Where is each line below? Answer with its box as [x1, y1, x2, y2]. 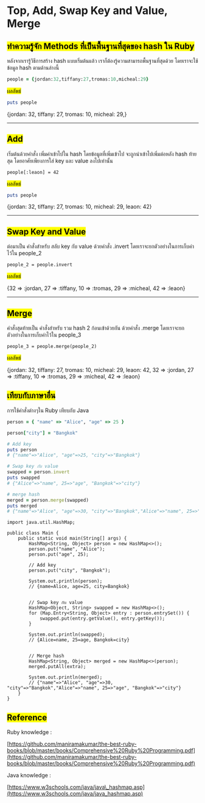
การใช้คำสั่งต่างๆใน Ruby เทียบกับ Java [7, 407, 89, 414]
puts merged [7, 503, 37, 509]
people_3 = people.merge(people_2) [7, 343, 97, 350]
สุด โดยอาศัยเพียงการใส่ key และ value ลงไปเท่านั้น [7, 157, 113, 164]
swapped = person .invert [7, 469, 70, 475]
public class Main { [7, 530, 60, 536]
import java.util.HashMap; [7, 520, 75, 526]
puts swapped [7, 474, 40, 481]
